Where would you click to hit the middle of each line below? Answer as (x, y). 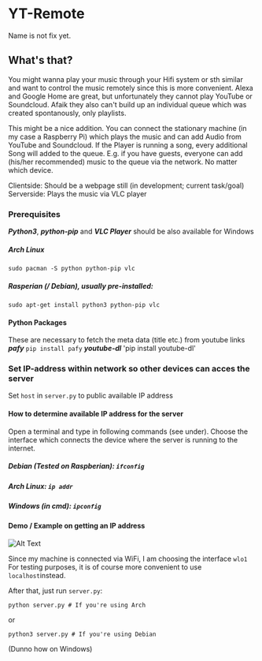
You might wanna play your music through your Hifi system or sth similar (126, 79)
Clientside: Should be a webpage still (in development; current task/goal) (126, 185)
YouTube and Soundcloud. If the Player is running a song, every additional (128, 145)
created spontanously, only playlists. (67, 113)
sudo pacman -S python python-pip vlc (72, 269)
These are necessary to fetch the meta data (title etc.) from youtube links (127, 340)
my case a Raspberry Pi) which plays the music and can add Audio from (125, 136)
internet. (22, 448)
